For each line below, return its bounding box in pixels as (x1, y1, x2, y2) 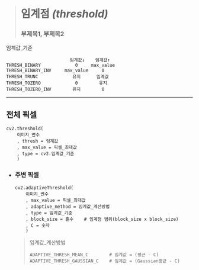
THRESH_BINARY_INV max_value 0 (6, 67, 105, 73)
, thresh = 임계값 (17, 139, 59, 144)
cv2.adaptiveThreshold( (14, 185, 74, 191)
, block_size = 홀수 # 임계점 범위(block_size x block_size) (25, 216, 179, 222)
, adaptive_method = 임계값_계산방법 (25, 204, 110, 210)
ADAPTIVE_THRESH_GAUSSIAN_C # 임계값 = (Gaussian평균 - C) (29, 258, 181, 264)
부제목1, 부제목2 (20, 30, 65, 38)
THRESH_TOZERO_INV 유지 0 (6, 86, 105, 92)
